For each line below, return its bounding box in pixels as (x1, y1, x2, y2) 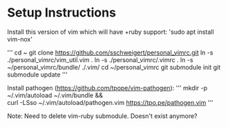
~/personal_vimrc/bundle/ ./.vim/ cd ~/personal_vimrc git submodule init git (7, 63, 221, 71)
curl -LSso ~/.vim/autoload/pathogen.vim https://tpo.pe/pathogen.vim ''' (7, 98, 214, 106)
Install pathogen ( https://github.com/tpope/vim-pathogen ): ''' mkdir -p (7, 84, 208, 92)
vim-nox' (7, 35, 33, 43)
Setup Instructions (7, 5, 116, 21)
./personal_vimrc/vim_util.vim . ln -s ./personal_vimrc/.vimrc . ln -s (7, 55, 193, 63)
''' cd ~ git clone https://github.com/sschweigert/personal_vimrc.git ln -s (7, 48, 213, 57)
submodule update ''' (7, 70, 68, 79)
